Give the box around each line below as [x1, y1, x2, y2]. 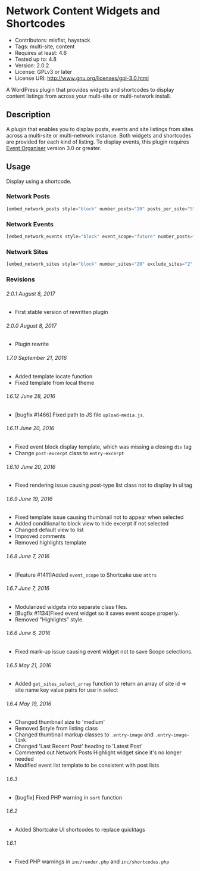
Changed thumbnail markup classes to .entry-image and [14, 731, 154, 738]
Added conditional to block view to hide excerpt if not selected [14, 520, 169, 527]
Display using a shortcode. [6, 178, 72, 185]
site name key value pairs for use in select [14, 686, 118, 693]
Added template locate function [14, 372, 93, 379]
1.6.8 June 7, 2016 [6, 553, 50, 560]
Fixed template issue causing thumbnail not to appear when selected [14, 514, 184, 521]
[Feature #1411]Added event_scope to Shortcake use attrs [14, 571, 157, 578]
